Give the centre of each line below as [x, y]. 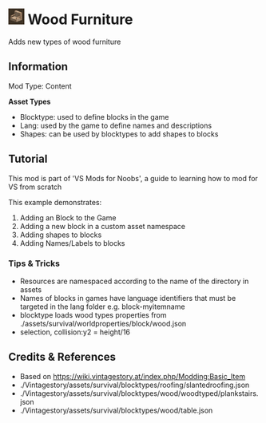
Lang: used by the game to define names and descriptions [116, 125]
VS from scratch [35, 187]
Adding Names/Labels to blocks [72, 243]
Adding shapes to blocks [61, 235]
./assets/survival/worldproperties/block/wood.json [103, 323]
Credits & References [62, 357]
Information [38, 67]
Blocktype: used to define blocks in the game [94, 117]
